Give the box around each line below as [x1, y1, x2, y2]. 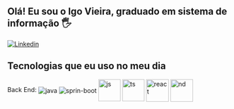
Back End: [7, 85, 37, 94]
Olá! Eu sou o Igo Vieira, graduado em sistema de [7, 6, 228, 18]
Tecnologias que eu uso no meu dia [7, 60, 166, 72]
